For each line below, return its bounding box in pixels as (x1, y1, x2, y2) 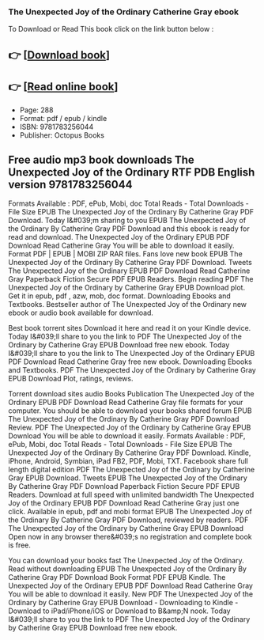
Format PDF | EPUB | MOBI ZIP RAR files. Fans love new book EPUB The (8, 249, 243, 259)
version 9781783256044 (8, 177, 133, 191)
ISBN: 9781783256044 (19, 122, 94, 131)
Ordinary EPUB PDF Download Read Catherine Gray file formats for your (8, 398, 243, 407)
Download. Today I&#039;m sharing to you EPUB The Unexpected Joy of (8, 216, 247, 225)
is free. (8, 540, 32, 550)
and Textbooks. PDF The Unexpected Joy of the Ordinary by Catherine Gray (8, 365, 257, 375)
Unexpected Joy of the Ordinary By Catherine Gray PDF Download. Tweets (8, 258, 253, 267)
